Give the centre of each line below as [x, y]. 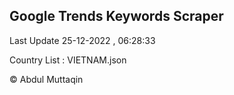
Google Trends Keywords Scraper [116, 16]
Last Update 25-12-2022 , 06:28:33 [82, 40]
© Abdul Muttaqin [46, 79]
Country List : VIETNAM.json [68, 60]
